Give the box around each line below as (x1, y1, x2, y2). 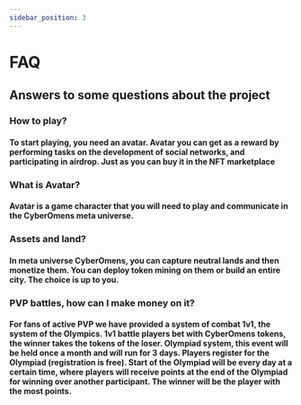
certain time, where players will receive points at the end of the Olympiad (9, 366, 288, 378)
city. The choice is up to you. (9, 274, 120, 284)
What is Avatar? (9, 178, 81, 191)
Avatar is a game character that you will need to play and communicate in (9, 201, 289, 211)
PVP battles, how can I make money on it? (9, 296, 196, 309)
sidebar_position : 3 (9, 13, 87, 22)
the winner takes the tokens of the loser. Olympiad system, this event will (9, 338, 289, 349)
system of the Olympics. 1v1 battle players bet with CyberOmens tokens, (9, 328, 286, 339)
